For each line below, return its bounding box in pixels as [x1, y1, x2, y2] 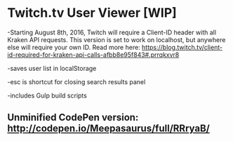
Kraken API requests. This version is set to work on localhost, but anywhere [7, 35, 226, 43]
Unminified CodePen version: [7, 112, 139, 123]
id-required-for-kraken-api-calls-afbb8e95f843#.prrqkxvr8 [7, 51, 180, 59]
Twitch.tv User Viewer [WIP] [7, 5, 177, 21]
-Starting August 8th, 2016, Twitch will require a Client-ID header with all [7, 28, 216, 36]
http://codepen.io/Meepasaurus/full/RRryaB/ [7, 123, 211, 135]
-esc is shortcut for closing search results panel [7, 77, 146, 86]
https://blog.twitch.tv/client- [141, 43, 223, 51]
